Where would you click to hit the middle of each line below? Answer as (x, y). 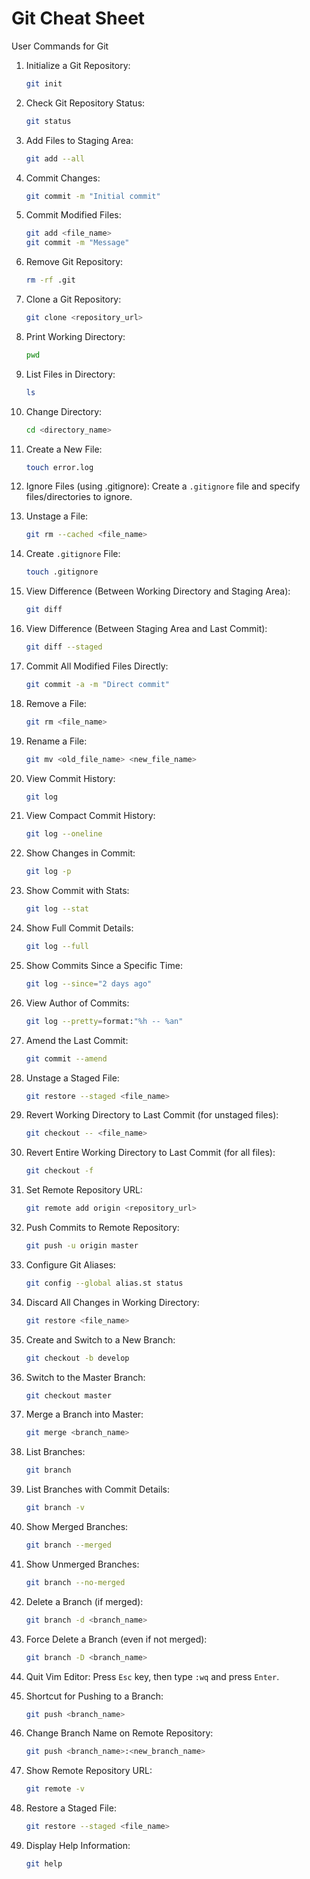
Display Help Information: (78, 1846)
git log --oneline (64, 834)
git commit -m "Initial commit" (93, 196)
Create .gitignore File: (73, 554)
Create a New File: (64, 449)
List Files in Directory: (70, 374)
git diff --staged (64, 647)
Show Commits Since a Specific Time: (104, 965)
